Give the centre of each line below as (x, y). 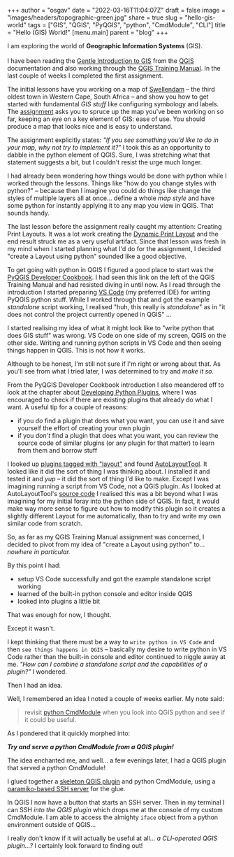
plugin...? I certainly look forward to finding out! (75, 845)
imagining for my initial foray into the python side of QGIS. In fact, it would (114, 501)
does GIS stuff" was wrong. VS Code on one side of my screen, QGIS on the (117, 335)
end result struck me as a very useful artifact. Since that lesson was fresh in (116, 241)
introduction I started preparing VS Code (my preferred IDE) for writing (109, 292)
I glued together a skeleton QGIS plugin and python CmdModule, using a (111, 781)
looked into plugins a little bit (59, 601)
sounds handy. (29, 213)
